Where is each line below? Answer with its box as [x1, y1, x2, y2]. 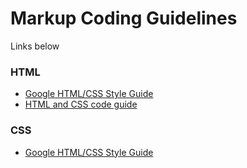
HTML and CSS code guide [24, 98, 138, 111]
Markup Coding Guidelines [10, 7, 238, 30]
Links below [10, 40, 60, 52]
